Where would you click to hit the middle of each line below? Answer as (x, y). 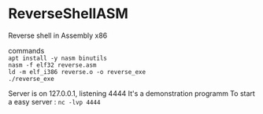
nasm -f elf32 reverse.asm (52, 65)
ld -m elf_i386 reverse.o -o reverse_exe (77, 72)
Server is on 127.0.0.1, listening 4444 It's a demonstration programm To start (132, 93)
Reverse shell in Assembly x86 (58, 35)
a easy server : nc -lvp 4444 (54, 101)
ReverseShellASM (68, 14)
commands (26, 50)
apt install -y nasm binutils (58, 58)
